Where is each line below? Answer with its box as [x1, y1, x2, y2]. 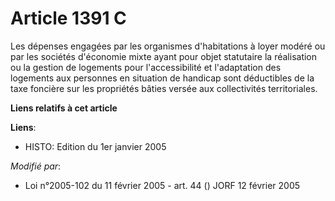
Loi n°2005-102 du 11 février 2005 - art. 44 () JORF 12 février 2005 [24, 179, 301, 191]
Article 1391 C [10, 7, 127, 30]
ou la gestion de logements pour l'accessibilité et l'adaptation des [10, 61, 282, 73]
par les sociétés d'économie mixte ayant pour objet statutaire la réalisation [10, 50, 318, 62]
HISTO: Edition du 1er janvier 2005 [24, 140, 167, 152]
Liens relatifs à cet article [10, 102, 118, 114]
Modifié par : [10, 160, 62, 172]
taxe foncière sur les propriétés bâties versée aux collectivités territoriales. [10, 82, 318, 94]
